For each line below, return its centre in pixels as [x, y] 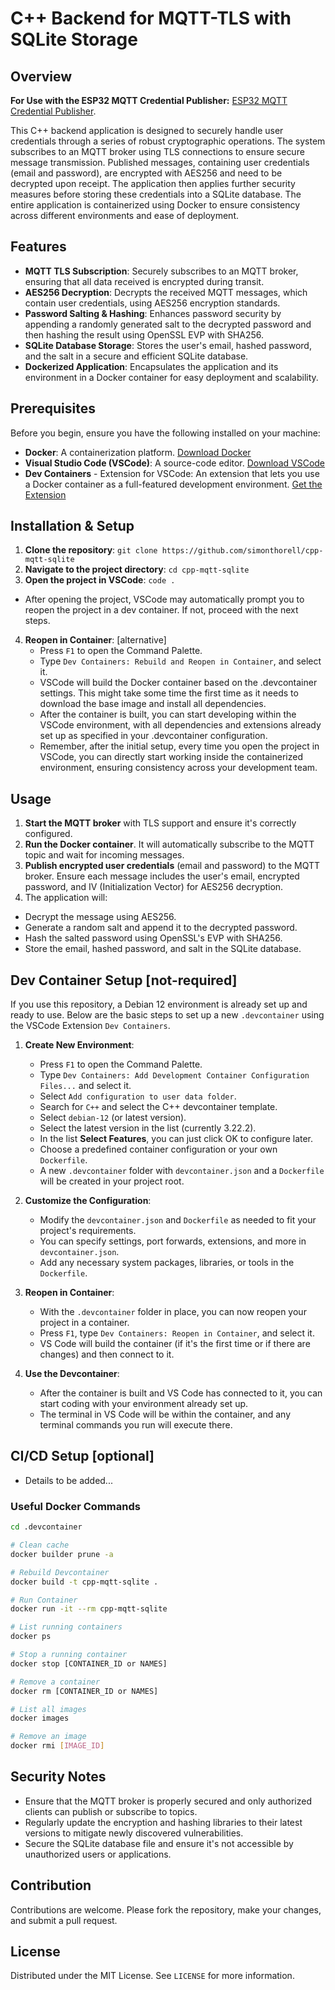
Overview [41, 76]
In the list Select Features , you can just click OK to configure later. [176, 1139]
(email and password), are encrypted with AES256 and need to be [146, 173]
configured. [48, 834]
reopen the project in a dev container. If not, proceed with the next [161, 610]
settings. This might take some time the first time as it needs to [169, 693]
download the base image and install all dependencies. [153, 704]
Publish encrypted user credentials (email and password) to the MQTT [172, 866]
